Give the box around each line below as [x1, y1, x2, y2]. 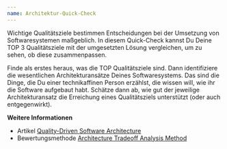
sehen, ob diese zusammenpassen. [7, 51, 107, 59]
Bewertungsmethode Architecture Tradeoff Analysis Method [16, 134, 187, 142]
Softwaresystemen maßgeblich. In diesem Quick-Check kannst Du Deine [7, 36, 212, 44]
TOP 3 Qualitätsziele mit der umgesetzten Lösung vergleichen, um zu [7, 43, 202, 51]
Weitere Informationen [7, 113, 73, 122]
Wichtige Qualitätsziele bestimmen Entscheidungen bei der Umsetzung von [7, 29, 220, 37]
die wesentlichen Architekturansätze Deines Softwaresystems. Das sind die [7, 71, 220, 79]
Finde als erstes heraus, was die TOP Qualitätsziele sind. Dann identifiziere [7, 64, 218, 72]
